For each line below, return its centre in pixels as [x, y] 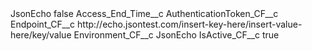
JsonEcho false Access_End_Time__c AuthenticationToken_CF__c [144, 13]
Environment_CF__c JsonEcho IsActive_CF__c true [176, 35]
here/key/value [41, 35]
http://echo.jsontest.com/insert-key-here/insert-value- [190, 24]
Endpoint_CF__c [43, 24]
